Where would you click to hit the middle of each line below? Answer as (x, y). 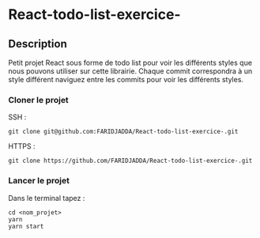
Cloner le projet (38, 100)
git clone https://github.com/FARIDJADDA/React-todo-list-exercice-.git (130, 161)
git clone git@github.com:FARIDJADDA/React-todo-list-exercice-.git (123, 132)
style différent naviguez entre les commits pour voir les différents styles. (126, 79)
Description (38, 44)
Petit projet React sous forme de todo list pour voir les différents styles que (130, 62)
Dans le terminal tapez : (47, 198)
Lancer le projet (39, 181)
